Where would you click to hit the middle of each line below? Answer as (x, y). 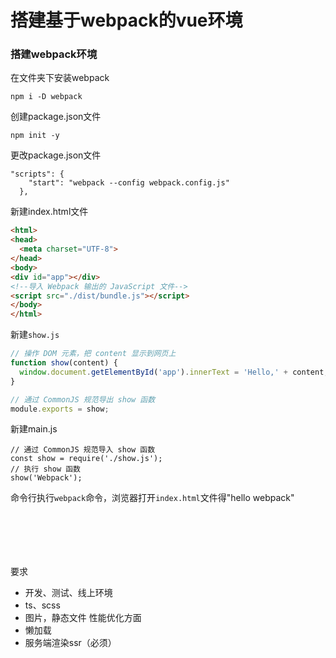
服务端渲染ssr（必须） (70, 643)
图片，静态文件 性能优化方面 (83, 618)
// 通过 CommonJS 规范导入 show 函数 (83, 450)
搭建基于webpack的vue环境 (126, 20)
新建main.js (34, 429)
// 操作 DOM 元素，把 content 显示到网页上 (93, 354)
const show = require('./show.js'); (86, 459)
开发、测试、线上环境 (68, 593)
